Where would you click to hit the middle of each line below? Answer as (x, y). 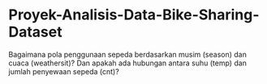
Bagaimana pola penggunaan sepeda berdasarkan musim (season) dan (128, 54)
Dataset (35, 32)
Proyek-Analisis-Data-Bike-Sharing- (134, 15)
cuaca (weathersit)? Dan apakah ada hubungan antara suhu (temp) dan (128, 63)
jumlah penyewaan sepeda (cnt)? (64, 71)
